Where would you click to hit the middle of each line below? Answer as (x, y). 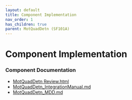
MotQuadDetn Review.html (41, 81)
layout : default (23, 10)
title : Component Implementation (41, 15)
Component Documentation (41, 70)
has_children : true (26, 24)
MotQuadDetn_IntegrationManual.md (52, 87)
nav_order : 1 (19, 19)
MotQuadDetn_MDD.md (38, 92)
